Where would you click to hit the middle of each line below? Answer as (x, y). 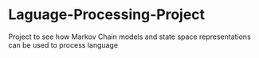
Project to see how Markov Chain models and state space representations (129, 37)
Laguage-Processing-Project (107, 15)
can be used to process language (63, 44)
